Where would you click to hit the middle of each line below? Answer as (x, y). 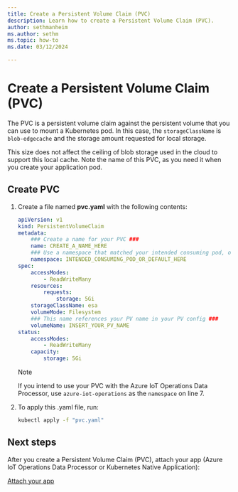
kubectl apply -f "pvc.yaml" (61, 420)
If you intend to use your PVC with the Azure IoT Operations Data (113, 386)
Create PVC (34, 189)
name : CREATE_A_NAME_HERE (69, 246)
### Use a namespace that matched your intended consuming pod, (128, 253)
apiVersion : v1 (40, 220)
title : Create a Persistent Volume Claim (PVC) (79, 14)
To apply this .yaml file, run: (58, 407)
